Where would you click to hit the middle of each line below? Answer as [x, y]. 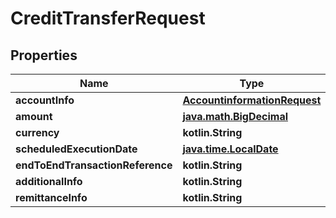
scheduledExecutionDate [76, 149]
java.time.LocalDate [230, 149]
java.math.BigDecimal [235, 116]
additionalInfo [49, 181]
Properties [44, 55]
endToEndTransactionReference [94, 165]
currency [37, 132]
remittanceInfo [51, 197]
